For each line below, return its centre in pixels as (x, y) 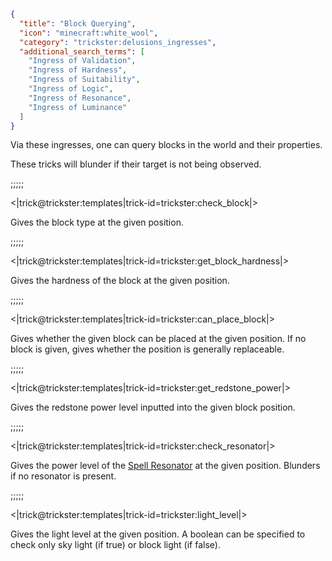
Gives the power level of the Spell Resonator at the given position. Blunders (165, 466)
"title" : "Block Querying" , (78, 23)
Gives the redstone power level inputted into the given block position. (153, 407)
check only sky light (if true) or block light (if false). (115, 545)
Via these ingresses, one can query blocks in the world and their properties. (166, 145)
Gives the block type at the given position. (97, 222)
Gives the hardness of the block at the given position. (120, 281)
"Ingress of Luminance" (78, 107)
